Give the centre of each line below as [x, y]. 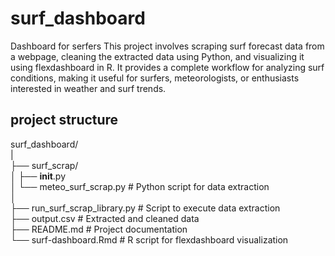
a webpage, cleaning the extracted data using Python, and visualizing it [157, 56]
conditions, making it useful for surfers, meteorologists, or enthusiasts [155, 78]
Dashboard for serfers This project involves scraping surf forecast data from [167, 46]
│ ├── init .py [38, 176]
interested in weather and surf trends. [88, 88]
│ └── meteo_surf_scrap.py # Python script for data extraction [140, 186]
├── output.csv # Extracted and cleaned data [105, 218]
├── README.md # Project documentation [99, 229]
